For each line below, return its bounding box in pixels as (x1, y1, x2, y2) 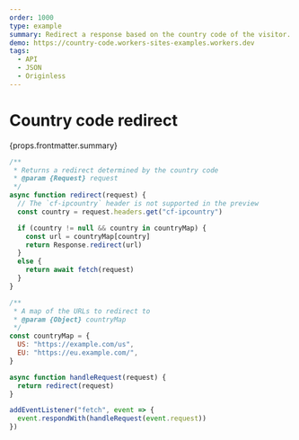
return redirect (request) (17, 381, 115, 391)
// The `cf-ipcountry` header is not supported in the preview (17, 199, 259, 208)
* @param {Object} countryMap (13, 315, 127, 324)
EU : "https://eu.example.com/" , (17, 348, 139, 357)
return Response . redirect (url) (25, 240, 143, 250)
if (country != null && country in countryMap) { (17, 224, 207, 233)
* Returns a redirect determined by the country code (13, 165, 219, 175)
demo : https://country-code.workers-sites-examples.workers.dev (9, 38, 255, 48)
